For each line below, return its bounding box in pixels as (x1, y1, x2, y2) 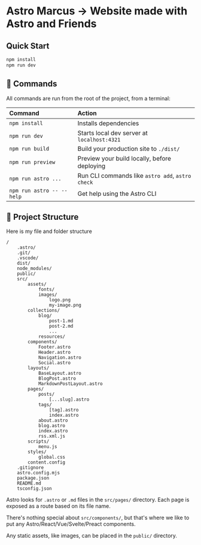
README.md (17, 480, 42, 486)
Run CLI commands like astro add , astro (77, 171, 191, 180)
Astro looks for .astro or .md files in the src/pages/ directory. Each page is (6, 496, 190, 504)
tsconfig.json (17, 486, 52, 492)
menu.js (38, 444, 58, 450)
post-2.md (48, 323, 74, 329)
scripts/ (28, 438, 50, 444)
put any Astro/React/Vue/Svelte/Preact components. (6, 520, 136, 528)
